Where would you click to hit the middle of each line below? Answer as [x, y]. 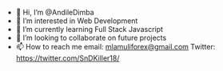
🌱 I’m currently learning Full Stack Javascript [90, 29]
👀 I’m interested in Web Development [77, 21]
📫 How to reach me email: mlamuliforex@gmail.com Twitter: [115, 47]
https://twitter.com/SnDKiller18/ [68, 58]
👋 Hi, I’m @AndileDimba [55, 12]
